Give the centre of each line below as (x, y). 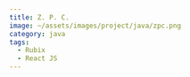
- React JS (37, 58)
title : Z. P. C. (39, 17)
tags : (19, 42)
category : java (37, 34)
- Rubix (32, 50)
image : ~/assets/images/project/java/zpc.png (95, 26)
